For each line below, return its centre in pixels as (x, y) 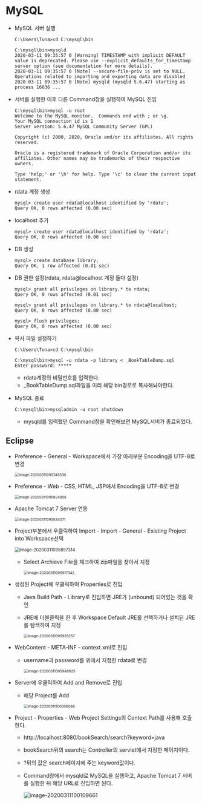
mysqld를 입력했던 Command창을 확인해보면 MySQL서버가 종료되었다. (108, 421)
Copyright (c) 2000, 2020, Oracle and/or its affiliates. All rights (104, 137)
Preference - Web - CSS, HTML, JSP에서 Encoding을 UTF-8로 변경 (97, 486)
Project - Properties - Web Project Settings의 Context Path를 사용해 (97, 717)
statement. (28, 179)
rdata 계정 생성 (32, 191)
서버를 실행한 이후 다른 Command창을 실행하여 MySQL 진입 (86, 99)
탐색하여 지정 (45, 625)
